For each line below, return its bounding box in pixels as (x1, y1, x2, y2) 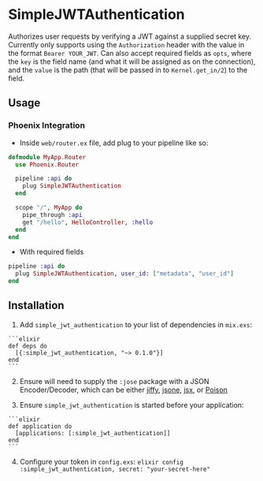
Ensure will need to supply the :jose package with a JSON (19, 376, 209, 386)
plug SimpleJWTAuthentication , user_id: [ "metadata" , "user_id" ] (15, 270, 235, 278)
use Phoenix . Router (15, 160, 80, 169)
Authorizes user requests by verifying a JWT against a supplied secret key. (8, 32, 252, 41)
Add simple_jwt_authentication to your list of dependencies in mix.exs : (19, 319, 253, 329)
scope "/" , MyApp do (15, 203, 83, 211)
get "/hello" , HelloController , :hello (22, 218, 154, 226)
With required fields (19, 247, 84, 257)
